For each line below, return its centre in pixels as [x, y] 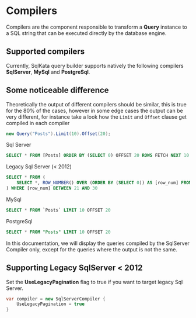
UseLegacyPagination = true [50, 304]
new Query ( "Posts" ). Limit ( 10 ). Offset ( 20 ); [58, 134]
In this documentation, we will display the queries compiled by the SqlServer [98, 243]
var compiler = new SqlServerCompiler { [56, 299]
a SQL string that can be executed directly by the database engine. [86, 33]
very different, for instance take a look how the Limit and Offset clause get [96, 117]
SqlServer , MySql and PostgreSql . [48, 72]
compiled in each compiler [38, 123]
